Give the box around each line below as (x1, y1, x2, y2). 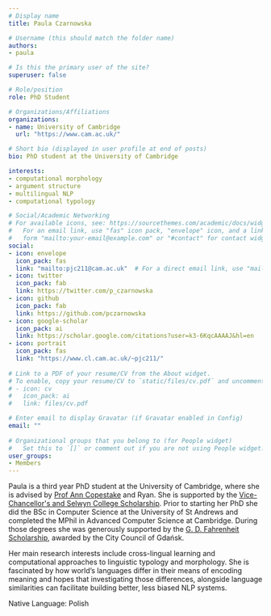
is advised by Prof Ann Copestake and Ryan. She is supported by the (8, 490, 238, 500)
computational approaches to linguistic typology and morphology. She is (8, 557, 250, 567)
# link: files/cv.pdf (8, 399, 89, 408)
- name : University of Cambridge (8, 123, 121, 131)
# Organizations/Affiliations (8, 108, 110, 116)
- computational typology (8, 197, 95, 205)
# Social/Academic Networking (8, 212, 110, 220)
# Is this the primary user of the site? (8, 64, 150, 72)
